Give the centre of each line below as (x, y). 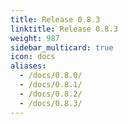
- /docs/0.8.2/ (51, 94)
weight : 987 (35, 38)
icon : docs (33, 57)
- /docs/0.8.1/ (51, 85)
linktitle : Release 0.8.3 (64, 29)
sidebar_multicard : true (62, 47)
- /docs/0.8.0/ (51, 76)
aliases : (28, 66)
